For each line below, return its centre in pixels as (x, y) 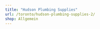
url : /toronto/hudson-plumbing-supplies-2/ (50, 14)
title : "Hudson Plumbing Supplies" (41, 10)
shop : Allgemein (22, 19)
